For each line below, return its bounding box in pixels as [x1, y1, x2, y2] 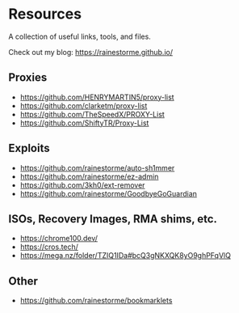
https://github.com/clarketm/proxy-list [19, 100, 148, 110]
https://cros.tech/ [19, 242, 79, 252]
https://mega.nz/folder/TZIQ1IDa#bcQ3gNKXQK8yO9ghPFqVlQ [19, 251, 232, 260]
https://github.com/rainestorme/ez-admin [19, 171, 159, 181]
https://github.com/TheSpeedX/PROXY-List [19, 109, 166, 119]
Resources [8, 5, 82, 23]
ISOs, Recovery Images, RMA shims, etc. [8, 212, 218, 226]
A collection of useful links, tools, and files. [8, 32, 151, 41]
